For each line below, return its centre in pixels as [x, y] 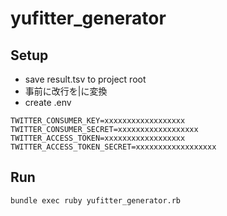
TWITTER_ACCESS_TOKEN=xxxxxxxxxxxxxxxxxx [98, 138]
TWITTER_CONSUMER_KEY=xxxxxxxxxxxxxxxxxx [98, 121]
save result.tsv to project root [85, 79]
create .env [48, 102]
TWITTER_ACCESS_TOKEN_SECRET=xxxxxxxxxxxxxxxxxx [113, 147]
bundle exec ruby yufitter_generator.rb [96, 200]
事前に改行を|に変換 [66, 91]
